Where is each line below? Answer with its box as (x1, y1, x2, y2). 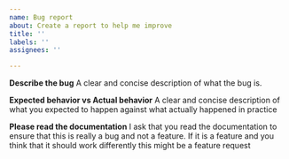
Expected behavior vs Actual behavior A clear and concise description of (9, 95, 281, 106)
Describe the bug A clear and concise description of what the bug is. (9, 78, 262, 88)
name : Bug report (9, 12, 74, 22)
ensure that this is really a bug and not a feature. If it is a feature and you (9, 131, 275, 141)
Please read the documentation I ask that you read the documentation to (9, 121, 277, 132)
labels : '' (9, 37, 50, 47)
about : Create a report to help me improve (9, 21, 173, 30)
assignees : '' (9, 46, 62, 55)
